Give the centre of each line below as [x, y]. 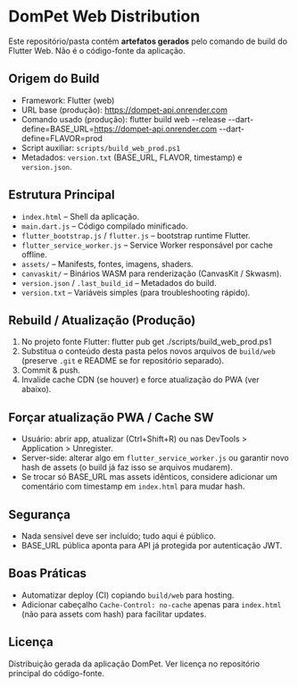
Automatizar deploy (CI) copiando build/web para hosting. [128, 595]
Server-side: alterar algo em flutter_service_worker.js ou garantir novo [155, 458]
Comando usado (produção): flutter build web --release [124, 119]
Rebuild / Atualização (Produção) [102, 320]
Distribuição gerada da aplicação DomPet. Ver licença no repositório [134, 664]
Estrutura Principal [62, 195]
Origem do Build [54, 79]
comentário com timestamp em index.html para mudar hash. [133, 486]
